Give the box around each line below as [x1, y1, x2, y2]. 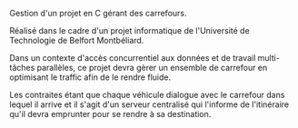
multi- [257, 53, 280, 63]
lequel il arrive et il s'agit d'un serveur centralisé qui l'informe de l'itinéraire [9, 99, 289, 110]
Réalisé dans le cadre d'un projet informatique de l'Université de [9, 25, 250, 35]
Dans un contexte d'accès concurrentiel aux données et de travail [9, 53, 256, 63]
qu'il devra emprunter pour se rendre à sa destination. [9, 109, 212, 119]
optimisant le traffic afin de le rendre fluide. [9, 72, 171, 83]
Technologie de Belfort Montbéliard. [9, 35, 144, 45]
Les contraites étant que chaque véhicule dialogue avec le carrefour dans [9, 90, 285, 100]
